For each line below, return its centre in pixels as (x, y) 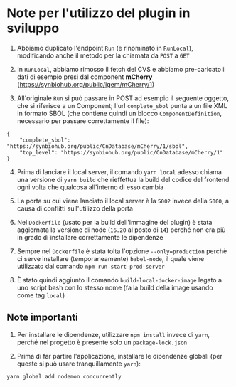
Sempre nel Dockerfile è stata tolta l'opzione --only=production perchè (122, 251)
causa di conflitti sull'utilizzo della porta (75, 208)
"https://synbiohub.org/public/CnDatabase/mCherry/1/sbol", (98, 146)
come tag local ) (41, 295)
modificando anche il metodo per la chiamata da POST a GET (103, 55)
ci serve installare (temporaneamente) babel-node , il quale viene (111, 258)
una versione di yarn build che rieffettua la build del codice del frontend (123, 179)
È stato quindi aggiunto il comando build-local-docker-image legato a (119, 280)
